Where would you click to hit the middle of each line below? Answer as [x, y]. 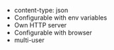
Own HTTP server [40, 25]
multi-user [29, 40]
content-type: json [41, 10]
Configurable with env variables [61, 18]
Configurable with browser [53, 32]
